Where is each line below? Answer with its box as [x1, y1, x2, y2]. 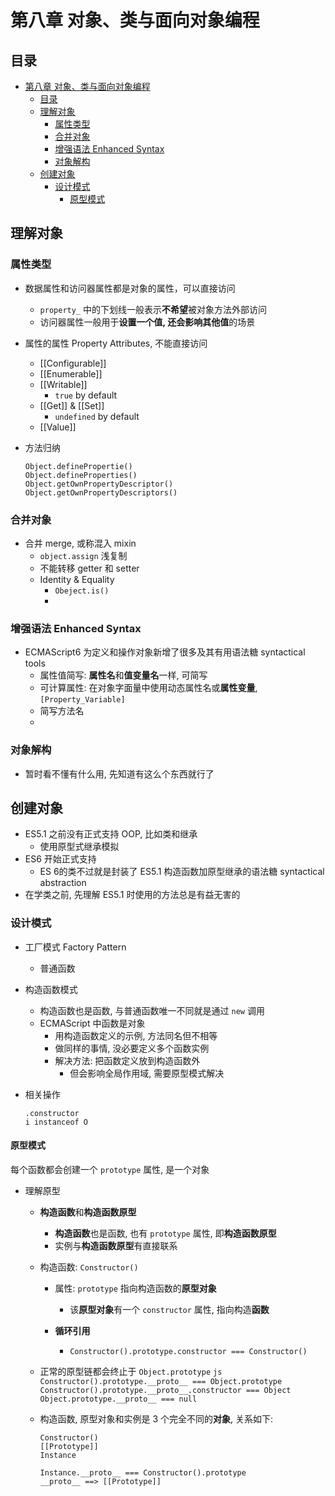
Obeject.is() [54, 586, 110, 596]
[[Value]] [39, 421, 77, 433]
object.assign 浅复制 [39, 549, 128, 561]
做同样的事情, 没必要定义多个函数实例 [54, 1042, 210, 1054]
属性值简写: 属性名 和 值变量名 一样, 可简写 [39, 669, 208, 681]
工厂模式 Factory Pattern [24, 941, 127, 953]
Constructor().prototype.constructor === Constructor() [69, 1346, 308, 1356]
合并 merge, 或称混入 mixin [24, 537, 137, 549]
